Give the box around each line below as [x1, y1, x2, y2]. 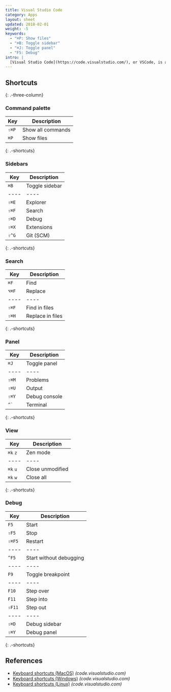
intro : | [5, 54, 24, 60]
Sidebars [5, 160, 28, 168]
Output [26, 385, 43, 392]
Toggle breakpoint [26, 571, 70, 578]
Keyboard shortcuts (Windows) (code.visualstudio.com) [12, 675, 130, 681]
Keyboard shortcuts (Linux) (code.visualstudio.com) [12, 681, 122, 687]
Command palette [5, 104, 51, 112]
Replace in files [26, 312, 63, 319]
